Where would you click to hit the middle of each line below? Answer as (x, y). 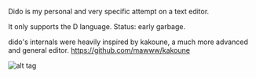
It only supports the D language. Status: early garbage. (97, 26)
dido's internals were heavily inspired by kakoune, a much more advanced (128, 42)
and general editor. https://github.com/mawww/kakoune (99, 50)
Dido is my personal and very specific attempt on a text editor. (109, 11)
